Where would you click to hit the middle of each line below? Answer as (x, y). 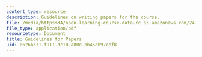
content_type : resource (36, 12)
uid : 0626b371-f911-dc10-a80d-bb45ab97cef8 (62, 45)
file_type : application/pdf (41, 28)
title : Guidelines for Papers (44, 39)
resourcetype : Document (36, 34)
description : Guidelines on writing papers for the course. (83, 17)
